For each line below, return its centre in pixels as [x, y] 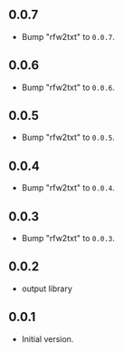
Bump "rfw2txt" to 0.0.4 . [68, 188]
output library [47, 288]
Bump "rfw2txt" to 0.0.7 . [68, 36]
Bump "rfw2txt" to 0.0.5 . [68, 137]
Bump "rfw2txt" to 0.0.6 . [68, 87]
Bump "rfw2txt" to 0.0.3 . [68, 239]
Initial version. [48, 338]
